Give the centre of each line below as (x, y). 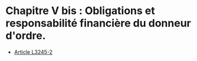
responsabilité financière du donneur (98, 23)
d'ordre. (26, 36)
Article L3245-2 (33, 52)
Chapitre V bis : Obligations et (81, 11)
